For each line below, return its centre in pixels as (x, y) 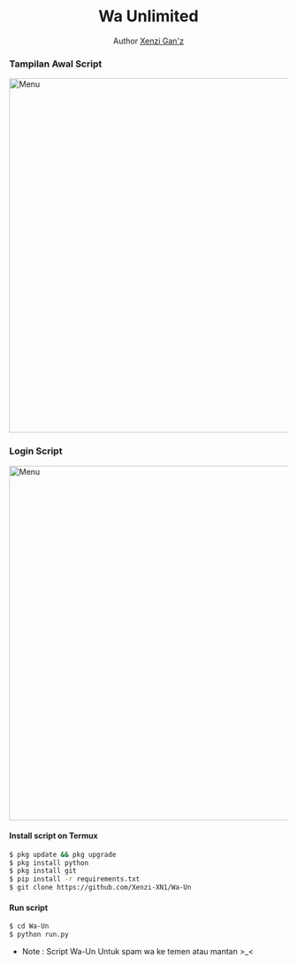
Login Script (36, 451)
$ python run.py (39, 935)
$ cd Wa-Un (29, 926)
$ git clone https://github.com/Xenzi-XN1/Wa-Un (100, 888)
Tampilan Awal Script (56, 64)
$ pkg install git (43, 871)
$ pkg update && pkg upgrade (63, 854)
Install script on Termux (54, 836)
